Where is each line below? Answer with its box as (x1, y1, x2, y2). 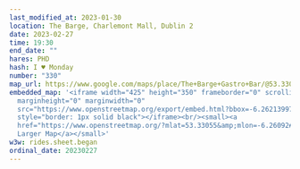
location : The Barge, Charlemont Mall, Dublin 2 (9, 21, 194, 30)
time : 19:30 (9, 38, 54, 47)
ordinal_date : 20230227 (9, 146, 98, 155)
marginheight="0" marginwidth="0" (17, 96, 146, 106)
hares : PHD (9, 55, 50, 63)
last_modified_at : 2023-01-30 (9, 13, 122, 22)
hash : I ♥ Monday (9, 63, 74, 72)
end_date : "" (9, 46, 58, 55)
